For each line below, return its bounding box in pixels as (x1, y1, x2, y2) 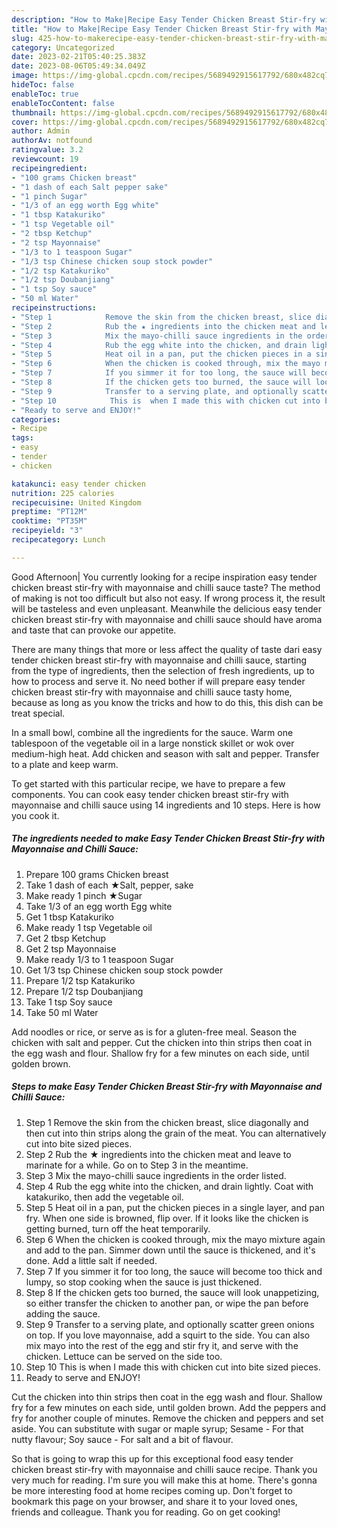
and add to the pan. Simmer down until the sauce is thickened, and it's (25, 1244, 316, 1256)
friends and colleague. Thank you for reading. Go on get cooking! (11, 1506, 281, 1518)
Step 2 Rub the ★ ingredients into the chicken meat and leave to (25, 1148, 292, 1160)
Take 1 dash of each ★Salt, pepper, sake (25, 879, 194, 891)
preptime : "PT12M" (11, 507, 88, 517)
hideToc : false (11, 80, 75, 90)
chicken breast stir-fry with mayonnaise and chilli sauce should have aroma (11, 613, 323, 625)
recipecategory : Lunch (11, 535, 106, 545)
